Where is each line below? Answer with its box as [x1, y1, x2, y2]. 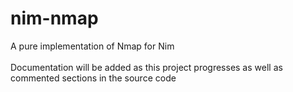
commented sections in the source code [10, 72, 177, 84]
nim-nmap [10, 7, 99, 30]
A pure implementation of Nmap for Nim [10, 40, 175, 52]
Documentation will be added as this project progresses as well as [10, 61, 283, 73]
